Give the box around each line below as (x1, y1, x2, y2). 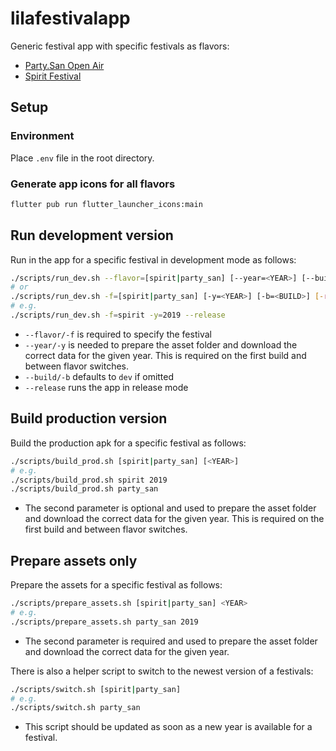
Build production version (10, 410, 168, 427)
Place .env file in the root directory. (10, 152, 155, 164)
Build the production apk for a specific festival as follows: (10, 437, 247, 449)
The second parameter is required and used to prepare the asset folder (24, 635, 318, 647)
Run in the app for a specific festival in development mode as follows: (10, 253, 297, 266)
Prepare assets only (10, 552, 138, 569)
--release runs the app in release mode (24, 381, 189, 393)
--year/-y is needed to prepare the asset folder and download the (24, 338, 298, 351)
